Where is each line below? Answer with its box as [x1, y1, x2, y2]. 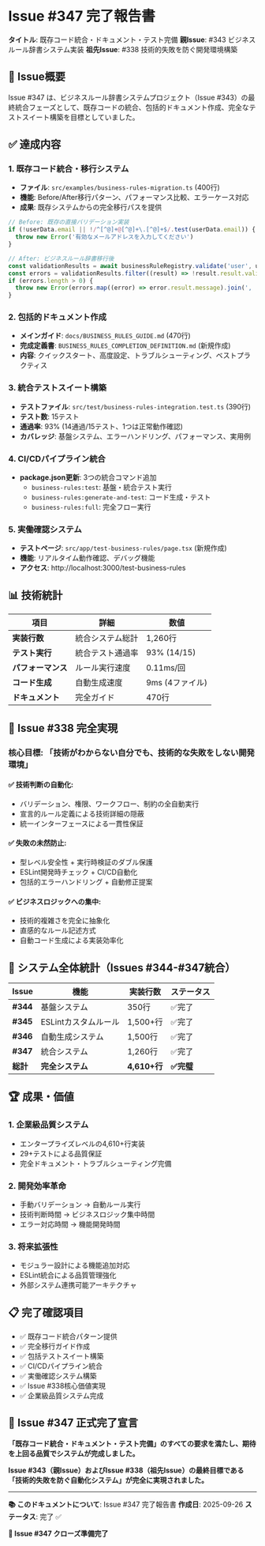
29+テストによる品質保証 [19, 1148, 103, 1158]
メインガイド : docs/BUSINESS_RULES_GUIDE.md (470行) [19, 331, 191, 341]
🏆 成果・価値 [8, 1090, 75, 1103]
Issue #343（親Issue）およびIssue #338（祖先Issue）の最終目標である [8, 1465, 244, 1475]
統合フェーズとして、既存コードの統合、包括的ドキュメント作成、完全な [14, 102, 250, 111]
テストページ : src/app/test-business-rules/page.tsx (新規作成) [19, 543, 227, 553]
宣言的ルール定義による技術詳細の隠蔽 [19, 809, 144, 818]
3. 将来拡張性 [8, 1241, 58, 1252]
